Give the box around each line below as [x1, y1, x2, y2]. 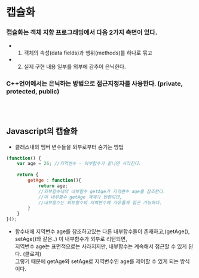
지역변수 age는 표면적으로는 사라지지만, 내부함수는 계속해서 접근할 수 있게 [14, 243, 187, 250]
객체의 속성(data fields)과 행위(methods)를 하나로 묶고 [23, 49, 152, 57]
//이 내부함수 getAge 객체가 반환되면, [38, 194, 123, 200]
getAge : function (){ [27, 178, 82, 184]
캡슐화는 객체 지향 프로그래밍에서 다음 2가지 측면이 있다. [6, 28, 158, 36]
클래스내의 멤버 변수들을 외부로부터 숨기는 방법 [14, 143, 124, 150]
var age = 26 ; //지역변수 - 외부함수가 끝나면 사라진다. [17, 161, 142, 167]
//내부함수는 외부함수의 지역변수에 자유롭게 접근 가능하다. [38, 200, 163, 206]
